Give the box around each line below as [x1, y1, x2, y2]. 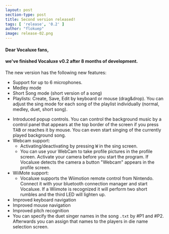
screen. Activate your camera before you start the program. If [20, 153, 149, 160]
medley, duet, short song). [12, 106, 68, 112]
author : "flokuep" [5, 26, 44, 31]
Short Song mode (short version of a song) [12, 90, 102, 96]
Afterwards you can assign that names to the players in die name [12, 218, 148, 224]
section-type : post [5, 12, 47, 17]
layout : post [5, 7, 33, 13]
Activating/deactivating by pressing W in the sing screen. [20, 143, 138, 149]
